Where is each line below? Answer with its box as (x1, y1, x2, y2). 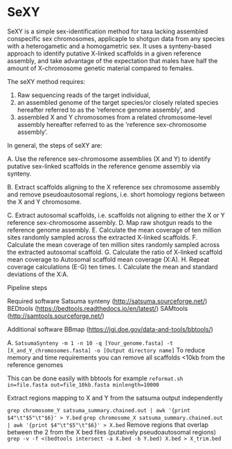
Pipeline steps (7, 283, 48, 291)
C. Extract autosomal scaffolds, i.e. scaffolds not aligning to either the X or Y (7, 211, 225, 219)
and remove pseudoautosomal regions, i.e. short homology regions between (7, 190, 225, 198)
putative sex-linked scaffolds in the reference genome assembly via (7, 162, 201, 170)
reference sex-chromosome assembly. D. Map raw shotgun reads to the (7, 218, 213, 226)
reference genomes (7, 360, 64, 368)
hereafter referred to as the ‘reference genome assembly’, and (17, 105, 195, 114)
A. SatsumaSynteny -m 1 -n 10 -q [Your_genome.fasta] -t (7, 338, 173, 347)
